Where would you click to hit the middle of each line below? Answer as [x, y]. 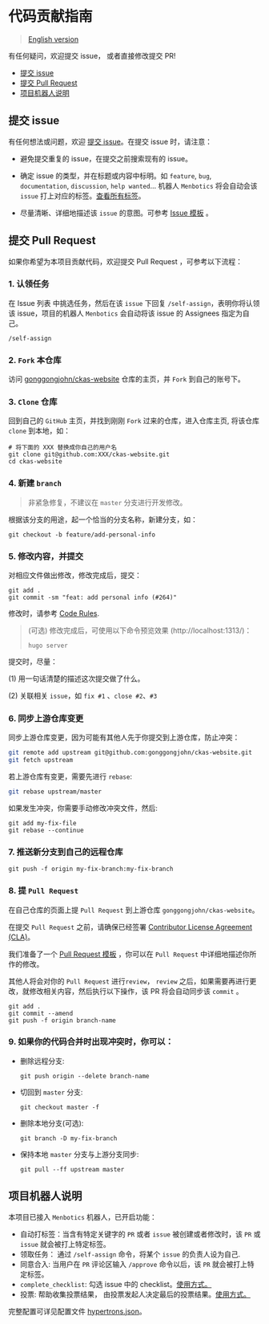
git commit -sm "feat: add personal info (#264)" [93, 598]
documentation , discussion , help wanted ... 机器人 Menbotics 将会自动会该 [139, 185]
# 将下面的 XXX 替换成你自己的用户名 [63, 448]
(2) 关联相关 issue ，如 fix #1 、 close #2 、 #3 [83, 696]
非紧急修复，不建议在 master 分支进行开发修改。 [107, 502]
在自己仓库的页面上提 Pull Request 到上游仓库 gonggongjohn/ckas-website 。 [134, 910]
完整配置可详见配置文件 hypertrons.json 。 [77, 1311]
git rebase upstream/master [55, 792]
